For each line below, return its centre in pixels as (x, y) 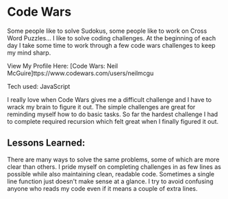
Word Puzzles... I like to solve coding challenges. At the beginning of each (112, 38)
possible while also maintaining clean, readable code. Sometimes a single (111, 174)
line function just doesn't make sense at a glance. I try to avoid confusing (110, 181)
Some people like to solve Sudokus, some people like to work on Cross (107, 31)
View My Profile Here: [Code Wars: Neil (63, 66)
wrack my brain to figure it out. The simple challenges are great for (101, 107)
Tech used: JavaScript (39, 86)
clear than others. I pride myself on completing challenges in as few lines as (114, 167)
